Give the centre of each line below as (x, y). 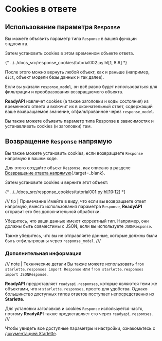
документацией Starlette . (31, 334)
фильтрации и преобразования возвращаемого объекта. (64, 92)
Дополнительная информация (43, 253)
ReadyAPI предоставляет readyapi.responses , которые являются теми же (81, 284)
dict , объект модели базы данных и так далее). (54, 77)
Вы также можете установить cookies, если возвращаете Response (74, 153)
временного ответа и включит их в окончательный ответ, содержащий (79, 106)
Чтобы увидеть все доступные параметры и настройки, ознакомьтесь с (80, 328)
